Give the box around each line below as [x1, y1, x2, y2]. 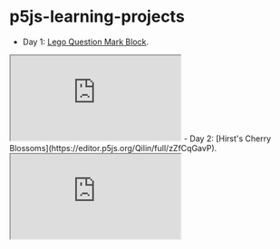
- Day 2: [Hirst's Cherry [183, 133, 272, 144]
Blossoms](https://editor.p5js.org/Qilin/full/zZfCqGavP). [9, 142, 217, 153]
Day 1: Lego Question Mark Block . [22, 36, 150, 47]
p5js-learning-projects [9, 6, 186, 27]
